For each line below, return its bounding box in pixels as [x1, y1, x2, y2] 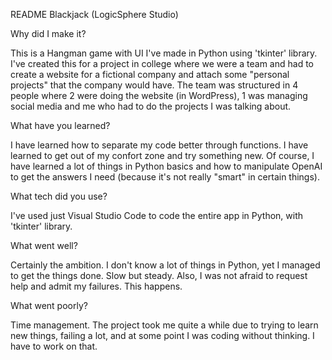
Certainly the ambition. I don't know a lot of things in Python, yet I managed [10, 259, 321, 271]
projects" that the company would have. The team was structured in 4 [10, 79, 299, 91]
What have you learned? [10, 120, 111, 131]
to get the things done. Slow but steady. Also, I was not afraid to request [10, 270, 308, 281]
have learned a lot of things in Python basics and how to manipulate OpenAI [10, 160, 323, 172]
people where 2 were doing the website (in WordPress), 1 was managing [10, 90, 308, 101]
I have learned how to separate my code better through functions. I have [10, 139, 309, 151]
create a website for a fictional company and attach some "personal [10, 69, 290, 80]
